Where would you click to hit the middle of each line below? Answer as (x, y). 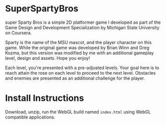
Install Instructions (45, 98)
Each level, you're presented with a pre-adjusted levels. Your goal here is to (82, 68)
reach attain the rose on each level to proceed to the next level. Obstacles (81, 73)
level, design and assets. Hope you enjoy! (48, 58)
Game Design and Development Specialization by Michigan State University (82, 27)
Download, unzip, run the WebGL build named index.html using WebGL (78, 112)
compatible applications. (30, 117)
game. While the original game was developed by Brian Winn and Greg (77, 47)
